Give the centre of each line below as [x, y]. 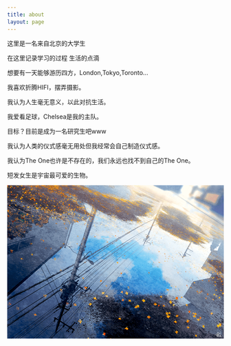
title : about [26, 14]
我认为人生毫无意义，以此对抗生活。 [58, 102]
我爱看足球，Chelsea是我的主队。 [55, 116]
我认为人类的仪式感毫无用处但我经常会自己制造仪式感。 [85, 145]
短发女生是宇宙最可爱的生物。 [49, 175]
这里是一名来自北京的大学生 [46, 43]
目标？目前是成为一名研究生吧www [57, 131]
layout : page [26, 22]
